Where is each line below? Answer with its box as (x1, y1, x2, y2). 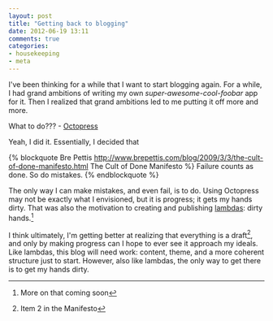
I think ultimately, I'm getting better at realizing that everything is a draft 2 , (8, 228, 253, 240)
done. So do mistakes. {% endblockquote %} (8, 170, 159, 180)
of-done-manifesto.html (8, 161, 89, 171)
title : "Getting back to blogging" (8, 20, 129, 28)
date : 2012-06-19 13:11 (8, 27, 89, 35)
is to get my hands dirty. (8, 265, 89, 275)
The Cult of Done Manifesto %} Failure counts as (89, 161, 254, 171)
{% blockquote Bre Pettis (8, 152, 93, 163)
